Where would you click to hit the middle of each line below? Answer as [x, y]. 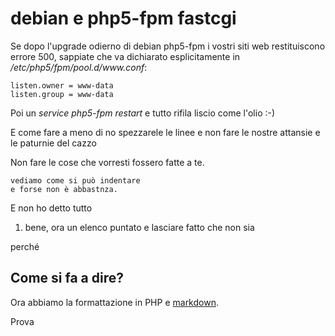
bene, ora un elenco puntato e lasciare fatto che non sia [139, 227]
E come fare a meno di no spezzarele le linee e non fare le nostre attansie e [165, 132]
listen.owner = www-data [62, 85]
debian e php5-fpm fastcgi [123, 18]
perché [25, 246]
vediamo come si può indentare [75, 180]
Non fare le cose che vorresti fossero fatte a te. [107, 162]
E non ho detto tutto [51, 208]
